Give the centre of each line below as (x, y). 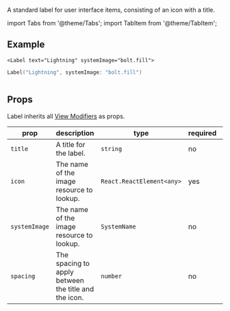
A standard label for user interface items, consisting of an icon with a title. (111, 10)
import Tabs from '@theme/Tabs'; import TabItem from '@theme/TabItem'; (112, 23)
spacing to (73, 263)
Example (26, 45)
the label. (71, 153)
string (112, 149)
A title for (71, 144)
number (112, 276)
